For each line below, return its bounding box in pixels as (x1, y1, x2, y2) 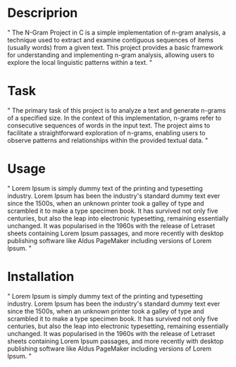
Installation (7, 269, 75, 285)
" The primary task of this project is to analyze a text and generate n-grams (7, 106, 226, 114)
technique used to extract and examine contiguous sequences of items (7, 35, 213, 44)
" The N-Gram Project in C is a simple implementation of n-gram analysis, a (7, 28, 226, 37)
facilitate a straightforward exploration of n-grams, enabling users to (7, 128, 206, 137)
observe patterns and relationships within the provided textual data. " (7, 136, 209, 144)
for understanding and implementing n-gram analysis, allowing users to (7, 51, 215, 59)
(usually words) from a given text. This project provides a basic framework (7, 43, 224, 51)
